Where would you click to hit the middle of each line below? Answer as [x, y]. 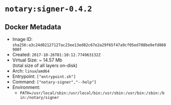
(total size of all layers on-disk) [45, 65]
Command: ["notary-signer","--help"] [54, 82]
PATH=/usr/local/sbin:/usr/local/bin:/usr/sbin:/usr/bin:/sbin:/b [92, 93]
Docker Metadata [33, 27]
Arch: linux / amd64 [31, 71]
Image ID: [22, 39]
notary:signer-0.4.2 [49, 9]
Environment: [26, 87]
